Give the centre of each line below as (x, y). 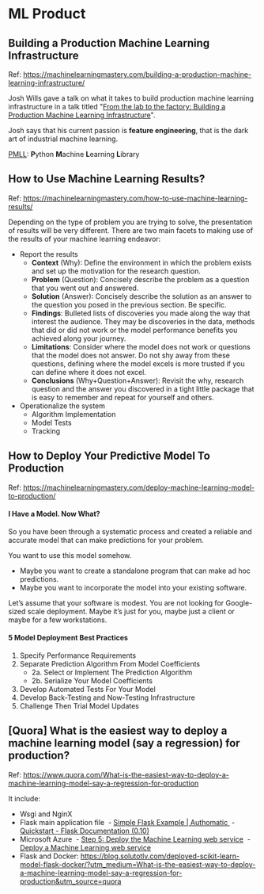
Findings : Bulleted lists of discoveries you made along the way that (141, 313)
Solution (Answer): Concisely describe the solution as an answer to (141, 296)
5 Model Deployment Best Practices (68, 638)
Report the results (49, 254)
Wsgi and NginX (46, 814)
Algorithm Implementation (74, 414)
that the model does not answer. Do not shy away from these (131, 355)
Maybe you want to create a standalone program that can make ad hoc (135, 571)
